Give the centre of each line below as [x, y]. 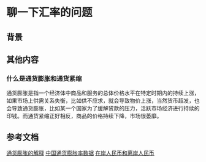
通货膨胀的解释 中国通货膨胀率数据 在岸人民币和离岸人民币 [80, 153]
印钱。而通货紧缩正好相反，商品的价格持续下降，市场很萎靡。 [84, 116]
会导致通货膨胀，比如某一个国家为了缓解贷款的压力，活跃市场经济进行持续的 [103, 108]
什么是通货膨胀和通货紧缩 [44, 78]
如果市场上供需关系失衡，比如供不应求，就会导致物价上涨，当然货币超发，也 [103, 101]
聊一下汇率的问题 [50, 13]
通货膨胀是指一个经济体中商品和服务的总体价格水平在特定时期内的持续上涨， [103, 93]
